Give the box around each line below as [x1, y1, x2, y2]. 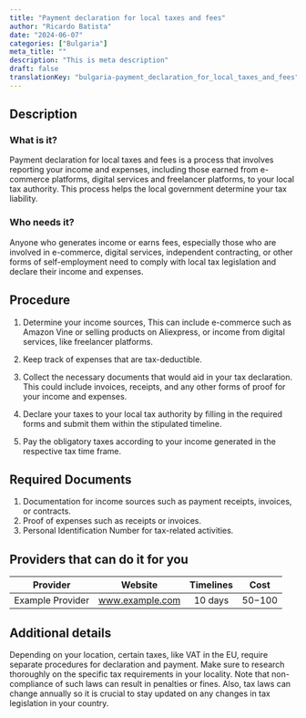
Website [121, 578, 158, 591]
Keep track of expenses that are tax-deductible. [22, 353, 202, 365]
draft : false [9, 65, 59, 74]
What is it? [9, 134, 57, 147]
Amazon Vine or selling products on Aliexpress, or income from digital [22, 326, 285, 338]
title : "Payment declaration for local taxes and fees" [9, 13, 226, 23]
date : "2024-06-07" [9, 30, 84, 39]
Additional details [9, 625, 112, 640]
